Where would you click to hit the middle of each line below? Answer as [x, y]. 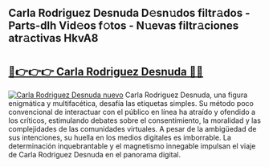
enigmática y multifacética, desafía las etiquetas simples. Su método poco [131, 103]
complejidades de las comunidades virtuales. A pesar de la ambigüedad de [132, 129]
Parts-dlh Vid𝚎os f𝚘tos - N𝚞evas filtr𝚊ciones [124, 26]
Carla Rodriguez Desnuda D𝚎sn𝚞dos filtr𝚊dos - [129, 13]
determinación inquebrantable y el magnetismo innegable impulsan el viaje [132, 146]
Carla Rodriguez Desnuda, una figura [186, 95]
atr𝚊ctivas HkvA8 [53, 38]
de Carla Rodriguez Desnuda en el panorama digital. [95, 155]
